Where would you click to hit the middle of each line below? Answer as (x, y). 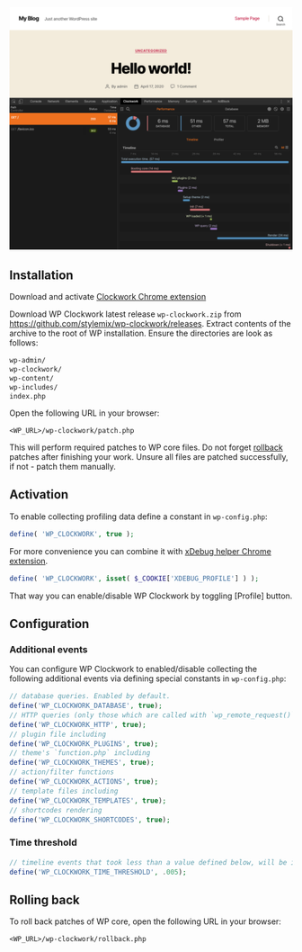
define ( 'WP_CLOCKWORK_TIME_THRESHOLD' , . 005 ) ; (98, 872)
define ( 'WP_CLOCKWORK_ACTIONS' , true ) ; (84, 782)
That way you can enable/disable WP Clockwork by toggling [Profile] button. (151, 596)
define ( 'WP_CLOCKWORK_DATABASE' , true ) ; (86, 706)
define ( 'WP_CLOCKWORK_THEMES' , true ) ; (82, 763)
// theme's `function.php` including (80, 753)
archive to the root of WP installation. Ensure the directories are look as (141, 333)
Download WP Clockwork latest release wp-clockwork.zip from (125, 314)
